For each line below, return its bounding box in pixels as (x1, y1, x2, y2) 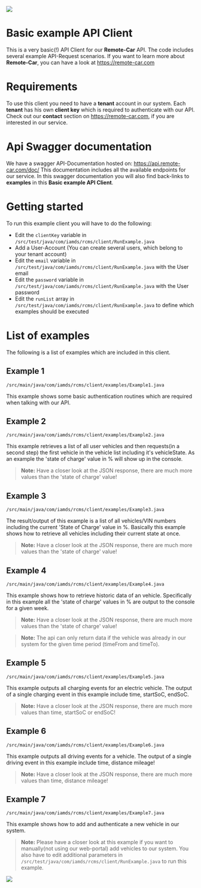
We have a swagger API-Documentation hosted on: (6, 160, 133, 167)
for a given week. (6, 604, 49, 611)
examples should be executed (14, 308, 89, 315)
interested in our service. (6, 119, 68, 126)
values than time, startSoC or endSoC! (20, 709, 115, 716)
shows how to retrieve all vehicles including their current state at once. (6, 530, 181, 537)
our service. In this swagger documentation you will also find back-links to (6, 172, 190, 179)
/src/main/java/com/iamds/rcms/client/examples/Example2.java (6, 432, 165, 438)
